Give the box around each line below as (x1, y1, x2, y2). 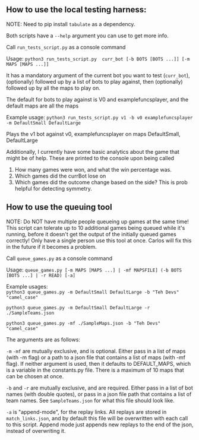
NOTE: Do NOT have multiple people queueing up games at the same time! (6, 218, 189, 225)
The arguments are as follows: (6, 335, 80, 343)
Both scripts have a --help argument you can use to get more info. (6, 32, 169, 39)
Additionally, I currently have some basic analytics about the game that (6, 148, 180, 155)
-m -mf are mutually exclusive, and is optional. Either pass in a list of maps (6, 347, 186, 354)
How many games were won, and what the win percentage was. (14, 166, 172, 173)
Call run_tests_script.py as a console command (6, 43, 126, 50)
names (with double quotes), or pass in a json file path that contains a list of (6, 390, 192, 397)
